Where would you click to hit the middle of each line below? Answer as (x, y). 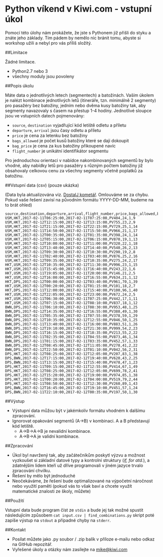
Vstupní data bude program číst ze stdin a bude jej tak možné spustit (74, 510)
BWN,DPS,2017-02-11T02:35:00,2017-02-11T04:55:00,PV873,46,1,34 (71, 337)
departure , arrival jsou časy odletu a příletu (56, 130)
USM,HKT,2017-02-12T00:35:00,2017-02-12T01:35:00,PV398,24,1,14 (71, 235)
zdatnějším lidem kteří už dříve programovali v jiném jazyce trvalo (77, 465)
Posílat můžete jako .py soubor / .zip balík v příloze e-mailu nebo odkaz (83, 539)
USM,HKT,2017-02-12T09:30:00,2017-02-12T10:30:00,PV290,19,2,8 (70, 252)
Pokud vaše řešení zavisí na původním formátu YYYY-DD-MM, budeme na (79, 199)
